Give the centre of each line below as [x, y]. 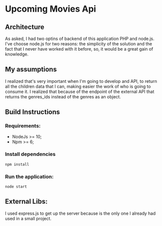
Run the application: [29, 176]
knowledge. [17, 54]
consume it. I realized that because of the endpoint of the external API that [80, 92]
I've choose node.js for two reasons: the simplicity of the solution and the [79, 44]
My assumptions [31, 69]
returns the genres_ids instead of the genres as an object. [63, 96]
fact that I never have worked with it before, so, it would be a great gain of [79, 49]
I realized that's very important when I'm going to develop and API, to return [81, 81]
